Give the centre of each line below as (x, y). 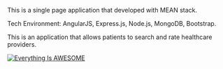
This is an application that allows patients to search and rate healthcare (110, 37)
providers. (22, 44)
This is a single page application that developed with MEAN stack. (102, 10)
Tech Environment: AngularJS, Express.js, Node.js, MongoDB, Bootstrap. (112, 23)
